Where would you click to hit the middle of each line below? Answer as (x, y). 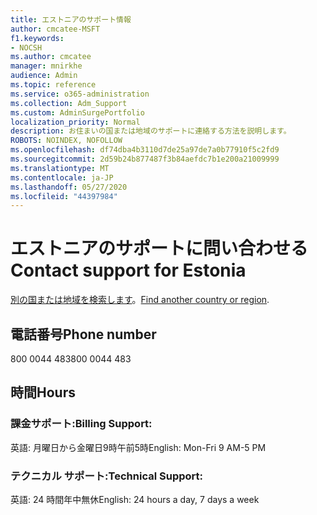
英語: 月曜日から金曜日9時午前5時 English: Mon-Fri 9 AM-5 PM (138, 447)
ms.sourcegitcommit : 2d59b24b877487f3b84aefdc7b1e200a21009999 (145, 159)
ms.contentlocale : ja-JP (62, 177)
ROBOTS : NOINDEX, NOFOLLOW (66, 141)
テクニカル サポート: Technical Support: (106, 476)
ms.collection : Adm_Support (69, 103)
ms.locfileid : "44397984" (64, 196)
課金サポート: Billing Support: (81, 424)
